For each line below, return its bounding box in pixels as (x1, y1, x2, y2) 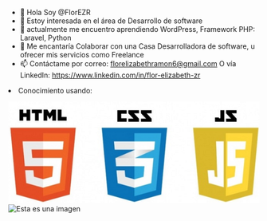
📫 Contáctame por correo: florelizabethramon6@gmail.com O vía (19, 59, 237, 68)
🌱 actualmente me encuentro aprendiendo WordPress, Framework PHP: (19, 25, 255, 34)
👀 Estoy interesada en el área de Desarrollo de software (19, 16, 203, 26)
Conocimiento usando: (18, 86, 93, 95)
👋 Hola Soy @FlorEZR (19, 8, 92, 17)
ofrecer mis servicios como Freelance (19, 50, 145, 59)
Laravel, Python (19, 33, 72, 42)
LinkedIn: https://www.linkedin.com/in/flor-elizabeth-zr (19, 70, 201, 80)
